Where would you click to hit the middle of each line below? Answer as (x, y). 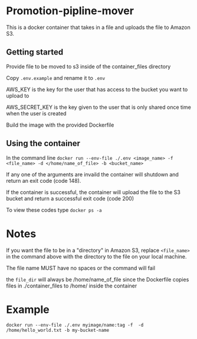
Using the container (43, 143)
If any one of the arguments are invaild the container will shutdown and (92, 174)
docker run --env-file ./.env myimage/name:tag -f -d (75, 325)
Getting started (35, 52)
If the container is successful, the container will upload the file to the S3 (93, 192)
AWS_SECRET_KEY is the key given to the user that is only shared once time (99, 107)
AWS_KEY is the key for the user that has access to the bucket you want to (97, 89)
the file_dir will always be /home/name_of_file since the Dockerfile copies (98, 279)
